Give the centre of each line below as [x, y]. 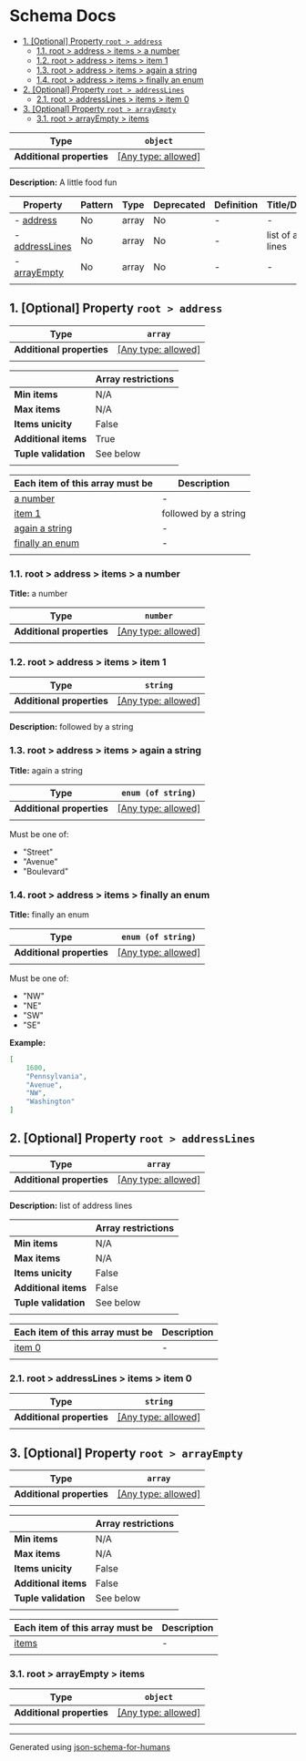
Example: [28, 1042]
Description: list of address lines [71, 1205]
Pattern [97, 204]
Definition [235, 204]
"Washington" [51, 1102]
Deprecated [179, 204]
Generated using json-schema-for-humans [90, 1747]
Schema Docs [63, 16]
